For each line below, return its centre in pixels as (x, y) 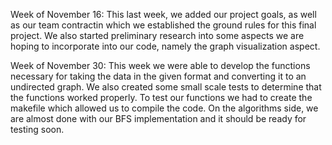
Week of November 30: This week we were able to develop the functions (160, 65)
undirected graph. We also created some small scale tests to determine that (166, 87)
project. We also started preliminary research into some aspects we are (157, 35)
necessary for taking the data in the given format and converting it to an (158, 76)
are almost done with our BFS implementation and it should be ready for (158, 118)
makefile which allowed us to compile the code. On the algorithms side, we (164, 108)
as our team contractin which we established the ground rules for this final (163, 25)
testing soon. (37, 129)
